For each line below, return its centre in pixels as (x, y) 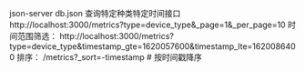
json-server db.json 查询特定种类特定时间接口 (95, 13)
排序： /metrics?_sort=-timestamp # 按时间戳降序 (109, 57)
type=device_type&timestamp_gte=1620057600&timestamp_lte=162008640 (152, 46)
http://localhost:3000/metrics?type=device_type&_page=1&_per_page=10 (147, 25)
